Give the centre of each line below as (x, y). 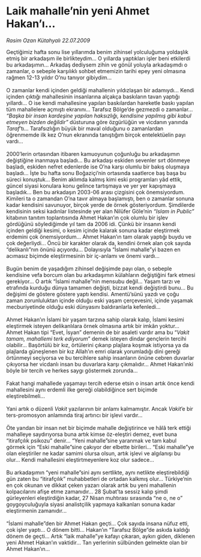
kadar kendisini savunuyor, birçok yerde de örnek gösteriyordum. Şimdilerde (100, 204)
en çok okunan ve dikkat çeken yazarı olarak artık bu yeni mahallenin (91, 485)
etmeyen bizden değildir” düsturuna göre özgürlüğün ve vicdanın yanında (97, 122)
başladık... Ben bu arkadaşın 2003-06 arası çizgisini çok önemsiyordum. (95, 192)
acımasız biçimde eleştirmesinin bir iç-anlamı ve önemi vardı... (83, 255)
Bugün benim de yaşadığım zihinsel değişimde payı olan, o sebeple (89, 269)
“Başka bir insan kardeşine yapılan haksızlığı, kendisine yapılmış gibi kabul (99, 116)
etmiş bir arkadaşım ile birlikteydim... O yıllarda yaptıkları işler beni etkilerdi (98, 58)
